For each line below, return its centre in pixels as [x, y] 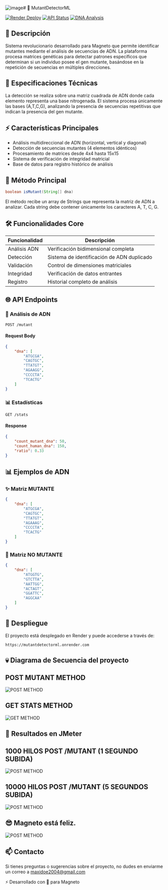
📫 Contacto [25, 852]
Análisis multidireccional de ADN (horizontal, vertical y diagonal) [79, 143]
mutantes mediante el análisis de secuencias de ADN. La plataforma [76, 51]
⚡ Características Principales [52, 128]
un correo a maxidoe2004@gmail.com [45, 872]
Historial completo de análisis [82, 282]
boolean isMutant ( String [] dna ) [39, 192]
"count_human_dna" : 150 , [40, 446]
